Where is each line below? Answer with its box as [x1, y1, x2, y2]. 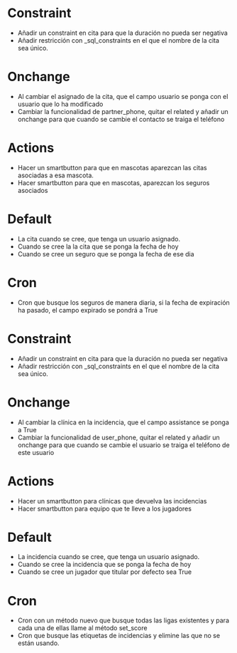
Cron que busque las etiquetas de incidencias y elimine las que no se [17, 632, 221, 640]
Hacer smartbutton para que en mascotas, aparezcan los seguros [17, 178, 210, 187]
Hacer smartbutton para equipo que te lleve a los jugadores [17, 504, 192, 513]
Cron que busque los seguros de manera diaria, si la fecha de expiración [17, 298, 231, 307]
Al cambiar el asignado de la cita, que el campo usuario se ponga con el [17, 92, 228, 100]
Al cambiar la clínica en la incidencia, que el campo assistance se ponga [17, 418, 229, 427]
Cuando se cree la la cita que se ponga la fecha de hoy [17, 242, 179, 251]
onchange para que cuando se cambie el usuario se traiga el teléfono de [17, 440, 230, 449]
